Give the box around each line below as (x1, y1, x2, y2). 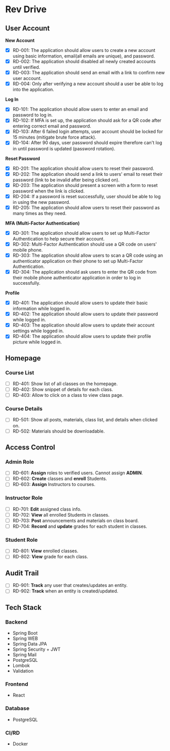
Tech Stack (5, 603, 42, 612)
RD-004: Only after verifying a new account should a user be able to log (12, 81, 163, 87)
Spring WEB (12, 635, 38, 641)
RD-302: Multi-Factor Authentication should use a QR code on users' (12, 241, 157, 247)
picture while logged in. (12, 339, 62, 345)
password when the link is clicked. (12, 187, 85, 194)
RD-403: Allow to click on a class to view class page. (12, 392, 124, 398)
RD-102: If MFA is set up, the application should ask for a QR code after (12, 117, 161, 123)
